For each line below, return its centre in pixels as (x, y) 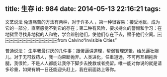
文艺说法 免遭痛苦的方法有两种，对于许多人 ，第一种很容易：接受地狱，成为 (83, 22)
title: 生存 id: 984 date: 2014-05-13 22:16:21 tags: (83, 9)
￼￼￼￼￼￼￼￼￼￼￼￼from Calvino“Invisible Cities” (61, 40)
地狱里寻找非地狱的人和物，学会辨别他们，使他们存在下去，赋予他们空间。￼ (83, 34)
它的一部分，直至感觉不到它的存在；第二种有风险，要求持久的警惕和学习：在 (83, 28)
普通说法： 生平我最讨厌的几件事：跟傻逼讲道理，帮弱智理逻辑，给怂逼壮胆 (82, 51)
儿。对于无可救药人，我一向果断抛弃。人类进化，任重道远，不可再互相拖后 (81, 57)
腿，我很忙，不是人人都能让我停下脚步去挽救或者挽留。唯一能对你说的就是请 (83, 63)
